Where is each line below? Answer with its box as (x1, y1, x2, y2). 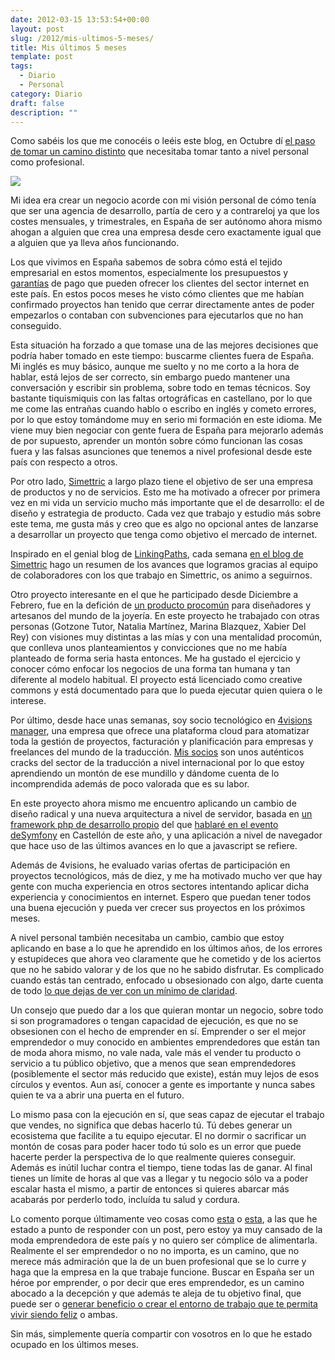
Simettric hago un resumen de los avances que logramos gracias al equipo (10, 559, 318, 571)
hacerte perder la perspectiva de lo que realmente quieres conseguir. (10, 1151, 296, 1163)
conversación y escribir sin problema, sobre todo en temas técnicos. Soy (10, 382, 311, 394)
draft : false (10, 98, 65, 108)
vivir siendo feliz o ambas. (10, 1309, 118, 1321)
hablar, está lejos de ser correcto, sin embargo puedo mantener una (10, 371, 291, 383)
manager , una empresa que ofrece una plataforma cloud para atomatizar (10, 725, 310, 737)
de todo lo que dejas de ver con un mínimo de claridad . (10, 985, 238, 997)
